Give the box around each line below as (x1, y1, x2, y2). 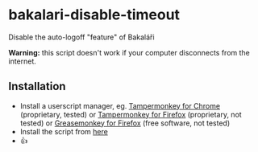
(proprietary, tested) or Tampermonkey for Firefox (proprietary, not (19, 109, 242, 119)
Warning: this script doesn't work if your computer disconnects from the (8, 47, 250, 57)
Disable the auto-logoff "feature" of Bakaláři (8, 32, 155, 42)
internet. (8, 56, 36, 66)
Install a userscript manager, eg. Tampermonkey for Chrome (19, 101, 220, 110)
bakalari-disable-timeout (8, 6, 180, 24)
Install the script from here (19, 126, 109, 136)
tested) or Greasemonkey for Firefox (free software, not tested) (19, 118, 231, 128)
